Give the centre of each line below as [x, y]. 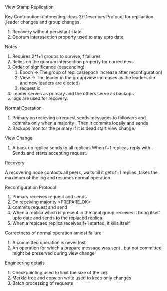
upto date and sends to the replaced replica [57, 218]
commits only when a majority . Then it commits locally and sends [80, 123]
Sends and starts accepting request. [50, 153]
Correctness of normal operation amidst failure [53, 233]
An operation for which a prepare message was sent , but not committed [87, 248]
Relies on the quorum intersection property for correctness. [74, 61]
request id [30, 88]
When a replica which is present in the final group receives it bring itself [86, 213]
